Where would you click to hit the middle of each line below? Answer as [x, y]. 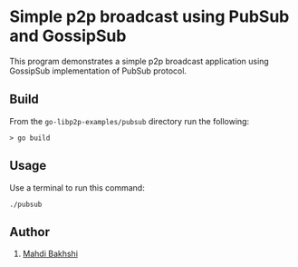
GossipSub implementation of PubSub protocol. [98, 71]
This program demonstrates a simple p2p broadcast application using [139, 61]
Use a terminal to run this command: [77, 187]
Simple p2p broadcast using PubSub [149, 17]
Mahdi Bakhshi [50, 254]
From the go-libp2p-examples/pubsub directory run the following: [130, 121]
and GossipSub [68, 36]
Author [29, 232]
